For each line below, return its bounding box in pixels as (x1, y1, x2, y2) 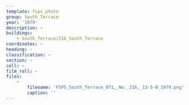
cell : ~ (6, 62, 25, 69)
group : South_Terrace (6, 14, 59, 20)
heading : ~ (6, 47, 33, 52)
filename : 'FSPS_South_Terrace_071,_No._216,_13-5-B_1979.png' (27, 85, 184, 90)
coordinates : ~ (6, 41, 43, 47)
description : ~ (6, 24, 43, 31)
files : (6, 73, 22, 79)
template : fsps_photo (6, 8, 59, 15)
